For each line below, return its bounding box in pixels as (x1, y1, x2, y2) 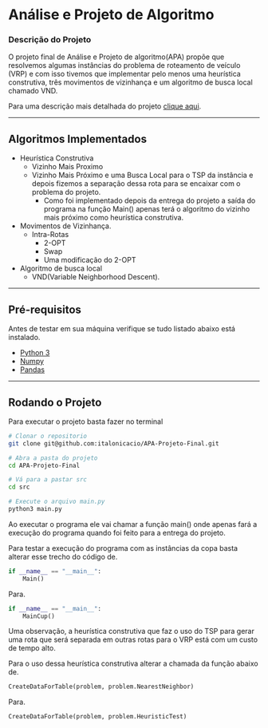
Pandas (19, 365, 45, 374)
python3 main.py (8, 505, 62, 513)
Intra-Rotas (31, 230, 69, 239)
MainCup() (22, 612, 56, 620)
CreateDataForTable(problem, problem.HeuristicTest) (8, 713, 187, 721)
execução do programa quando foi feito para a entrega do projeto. (8, 528, 226, 537)
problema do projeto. (31, 188, 101, 197)
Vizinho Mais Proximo (31, 162, 104, 172)
